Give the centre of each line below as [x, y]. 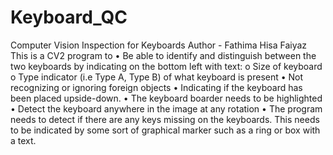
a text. [23, 140]
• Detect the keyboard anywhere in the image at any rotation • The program [166, 108]
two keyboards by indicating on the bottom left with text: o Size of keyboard [166, 66]
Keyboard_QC [69, 17]
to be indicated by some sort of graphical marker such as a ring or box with [165, 130]
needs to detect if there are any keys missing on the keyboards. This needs [165, 119]
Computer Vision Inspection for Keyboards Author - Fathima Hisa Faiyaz [159, 45]
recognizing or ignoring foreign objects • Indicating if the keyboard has [156, 87]
